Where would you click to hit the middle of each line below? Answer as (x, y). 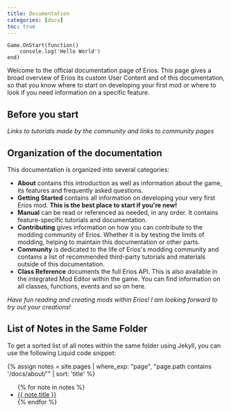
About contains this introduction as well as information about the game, (120, 183)
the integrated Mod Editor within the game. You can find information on (119, 279)
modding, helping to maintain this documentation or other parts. (108, 242)
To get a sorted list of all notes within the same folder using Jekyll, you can (114, 345)
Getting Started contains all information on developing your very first (116, 198)
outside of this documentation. (61, 264)
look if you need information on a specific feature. (79, 93)
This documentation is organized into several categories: (88, 170)
